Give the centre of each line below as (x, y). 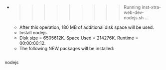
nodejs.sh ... (136, 18)
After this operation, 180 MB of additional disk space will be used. (86, 27)
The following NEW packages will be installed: (67, 48)
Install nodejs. (34, 33)
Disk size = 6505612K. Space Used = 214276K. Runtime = (79, 38)
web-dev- (134, 12)
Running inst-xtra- (142, 7)
